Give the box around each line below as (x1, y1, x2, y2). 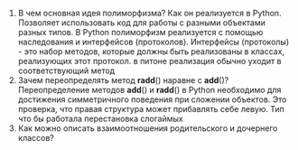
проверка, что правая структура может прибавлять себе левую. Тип (17, 104, 284, 114)
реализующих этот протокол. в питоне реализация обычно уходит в (17, 56, 282, 66)
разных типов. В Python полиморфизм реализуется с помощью (17, 27, 264, 37)
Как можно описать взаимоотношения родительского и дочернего (17, 123, 278, 134)
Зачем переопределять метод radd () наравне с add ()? (17, 75, 229, 85)
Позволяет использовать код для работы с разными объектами (17, 17, 266, 28)
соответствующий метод (17, 65, 116, 76)
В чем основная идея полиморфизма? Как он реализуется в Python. (17, 8, 282, 18)
